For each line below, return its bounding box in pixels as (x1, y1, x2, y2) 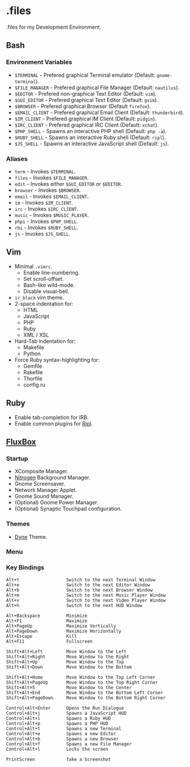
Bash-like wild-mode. (23, 281, 75, 289)
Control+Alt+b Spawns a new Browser (6, 736, 119, 742)
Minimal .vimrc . (14, 263, 53, 270)
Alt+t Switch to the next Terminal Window (6, 576, 156, 583)
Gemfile (23, 362, 43, 369)
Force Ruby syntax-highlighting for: (14, 356, 100, 363)
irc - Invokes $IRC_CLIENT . (14, 205, 79, 212)
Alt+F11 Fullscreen (6, 638, 93, 644)
